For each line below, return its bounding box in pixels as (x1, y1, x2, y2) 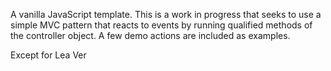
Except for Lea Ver (10, 49, 87, 61)
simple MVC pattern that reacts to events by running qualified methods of (10, 19, 313, 31)
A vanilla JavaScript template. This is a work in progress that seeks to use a (10, 9, 322, 20)
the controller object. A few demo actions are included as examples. (10, 30, 291, 41)
